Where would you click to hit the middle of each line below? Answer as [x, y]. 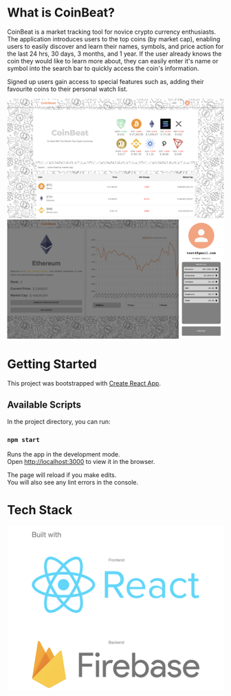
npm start [23, 440]
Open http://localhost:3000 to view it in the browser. [81, 462]
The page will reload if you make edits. [62, 475]
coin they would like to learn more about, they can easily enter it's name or [113, 61]
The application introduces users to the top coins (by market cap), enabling [114, 39]
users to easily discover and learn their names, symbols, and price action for [115, 46]
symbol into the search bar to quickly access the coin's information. [103, 68]
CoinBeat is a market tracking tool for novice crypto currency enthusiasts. [112, 32]
